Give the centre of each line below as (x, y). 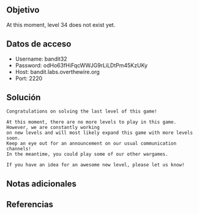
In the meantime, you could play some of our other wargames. (87, 154)
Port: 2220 (29, 78)
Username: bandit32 (41, 59)
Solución (24, 98)
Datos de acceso (39, 44)
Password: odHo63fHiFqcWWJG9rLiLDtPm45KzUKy (81, 65)
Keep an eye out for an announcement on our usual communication (91, 144)
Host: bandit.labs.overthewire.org (57, 72)
